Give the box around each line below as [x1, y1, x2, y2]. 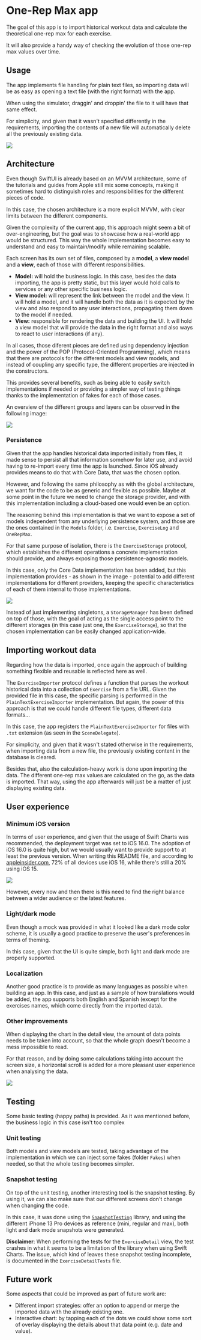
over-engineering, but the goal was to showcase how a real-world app [6, 230, 180, 237]
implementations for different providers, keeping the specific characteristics [6, 579, 194, 586]
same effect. [6, 106, 37, 113]
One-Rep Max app [6, 4, 98, 17]
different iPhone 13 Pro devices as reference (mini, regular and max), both [6, 1220, 189, 1227]
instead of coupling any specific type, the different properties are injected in [6, 361, 194, 368]
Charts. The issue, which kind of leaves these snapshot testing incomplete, [6, 1250, 192, 1258]
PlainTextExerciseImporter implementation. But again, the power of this [6, 698, 184, 705]
